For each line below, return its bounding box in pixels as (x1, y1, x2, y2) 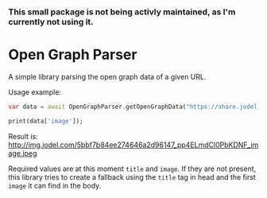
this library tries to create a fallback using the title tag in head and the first (8, 172, 256, 181)
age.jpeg (8, 148, 37, 157)
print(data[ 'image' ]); (8, 117, 83, 125)
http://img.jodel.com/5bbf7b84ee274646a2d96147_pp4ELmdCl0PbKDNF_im (8, 140, 259, 149)
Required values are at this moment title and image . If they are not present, (8, 164, 257, 173)
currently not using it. (8, 16, 94, 27)
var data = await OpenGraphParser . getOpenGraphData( (8, 103, 187, 111)
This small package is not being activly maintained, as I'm (8, 6, 236, 17)
